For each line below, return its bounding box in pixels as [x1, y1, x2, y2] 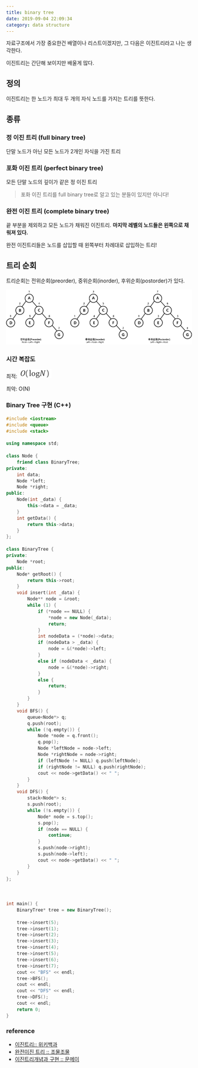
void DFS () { [16, 789, 49, 795]
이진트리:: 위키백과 [14, 1041, 58, 1048]
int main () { [6, 901, 38, 907]
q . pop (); [37, 739, 60, 745]
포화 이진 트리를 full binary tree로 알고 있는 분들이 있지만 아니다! [20, 191, 169, 198]
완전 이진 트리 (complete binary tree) [6, 207, 110, 215]
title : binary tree [6, 9, 54, 15]
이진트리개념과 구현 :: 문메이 [14, 1056, 80, 1063]
